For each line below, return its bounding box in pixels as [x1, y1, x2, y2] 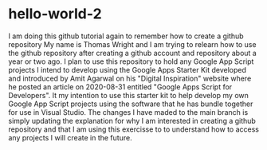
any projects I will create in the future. [8, 132, 133, 142]
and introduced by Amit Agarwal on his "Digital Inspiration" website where [8, 73, 252, 83]
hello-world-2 [8, 5, 102, 23]
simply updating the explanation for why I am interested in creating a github [8, 116, 257, 125]
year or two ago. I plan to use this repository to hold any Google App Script [8, 57, 254, 66]
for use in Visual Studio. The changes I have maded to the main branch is [8, 107, 249, 116]
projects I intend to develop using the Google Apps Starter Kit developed [8, 65, 247, 74]
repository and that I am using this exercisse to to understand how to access [8, 124, 259, 134]
